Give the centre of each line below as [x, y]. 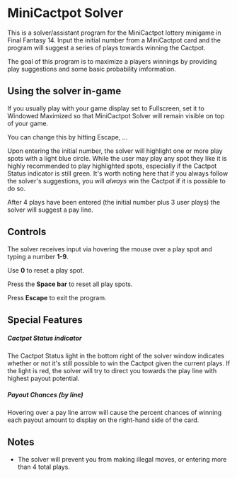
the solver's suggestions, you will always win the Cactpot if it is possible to [117, 181]
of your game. [28, 123]
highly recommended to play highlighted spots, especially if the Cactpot [112, 166]
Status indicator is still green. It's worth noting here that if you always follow [118, 173]
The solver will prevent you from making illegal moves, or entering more [122, 459]
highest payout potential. [44, 378]
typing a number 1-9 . [38, 256]
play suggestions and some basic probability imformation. [92, 69]
